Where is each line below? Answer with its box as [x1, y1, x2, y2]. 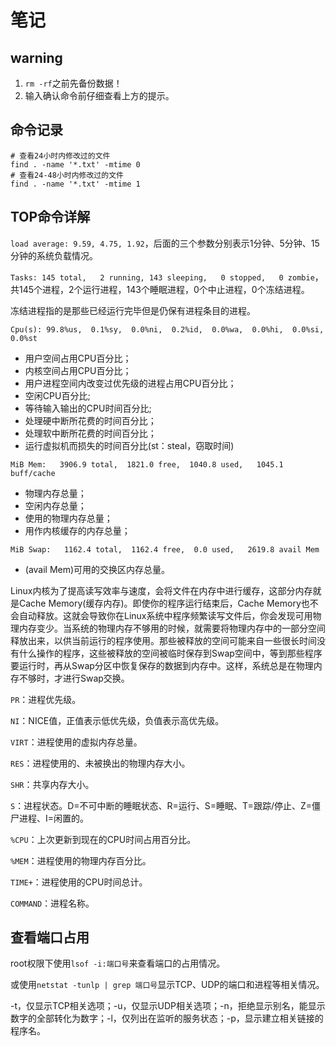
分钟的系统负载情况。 [10, 249, 98, 261]
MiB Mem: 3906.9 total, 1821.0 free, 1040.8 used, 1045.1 [10, 459, 284, 470]
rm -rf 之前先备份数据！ [24, 77, 123, 89]
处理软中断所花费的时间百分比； [24, 427, 157, 439]
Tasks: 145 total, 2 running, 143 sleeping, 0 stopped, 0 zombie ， [10, 271, 324, 283]
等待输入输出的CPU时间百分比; [24, 402, 152, 414]
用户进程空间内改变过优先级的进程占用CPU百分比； [24, 377, 237, 389]
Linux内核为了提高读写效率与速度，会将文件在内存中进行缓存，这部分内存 [10, 584, 313, 596]
